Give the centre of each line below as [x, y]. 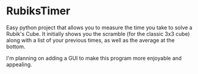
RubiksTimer [38, 11]
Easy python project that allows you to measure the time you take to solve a [99, 27]
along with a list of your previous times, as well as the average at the [91, 40]
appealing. [19, 64]
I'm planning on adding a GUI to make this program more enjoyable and [94, 58]
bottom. [16, 47]
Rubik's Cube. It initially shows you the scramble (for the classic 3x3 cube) [98, 33]
